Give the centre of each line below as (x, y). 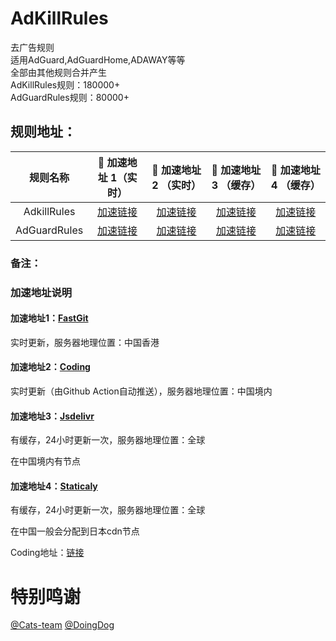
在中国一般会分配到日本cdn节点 (75, 531)
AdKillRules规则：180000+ (65, 84)
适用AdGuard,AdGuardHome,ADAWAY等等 (98, 59)
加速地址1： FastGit (49, 318)
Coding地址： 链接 (47, 553)
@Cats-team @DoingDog (62, 625)
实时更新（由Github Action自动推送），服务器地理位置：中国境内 (141, 391)
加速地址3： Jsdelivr (52, 416)
